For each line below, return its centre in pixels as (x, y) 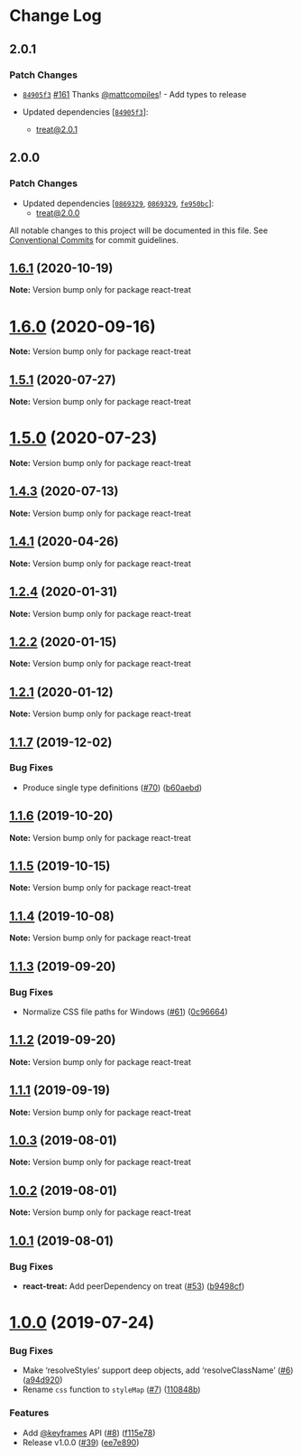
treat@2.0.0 (58, 212)
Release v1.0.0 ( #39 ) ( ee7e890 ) (81, 1442)
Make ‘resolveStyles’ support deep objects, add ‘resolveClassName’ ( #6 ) (158, 1370)
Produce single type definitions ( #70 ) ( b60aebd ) (112, 788)
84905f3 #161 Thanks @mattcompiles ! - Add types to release (134, 94)
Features (29, 1413)
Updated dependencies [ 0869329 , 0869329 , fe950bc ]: (118, 203)
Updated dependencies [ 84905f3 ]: (85, 112)
